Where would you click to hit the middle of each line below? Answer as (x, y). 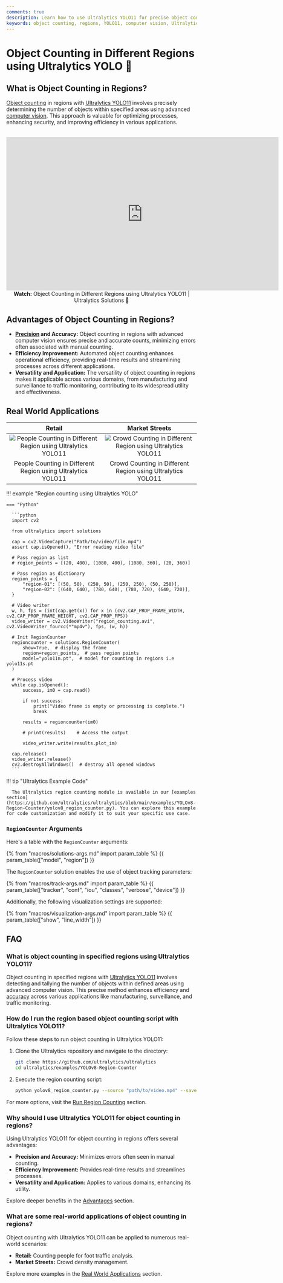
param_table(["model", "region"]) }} (50, 860)
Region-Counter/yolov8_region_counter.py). (62, 808)
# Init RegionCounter (39, 637)
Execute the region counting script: (59, 1079)
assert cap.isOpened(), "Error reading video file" (78, 547)
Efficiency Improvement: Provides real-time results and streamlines (100, 1170)
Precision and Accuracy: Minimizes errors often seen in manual (95, 1157)
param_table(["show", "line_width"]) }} (54, 920)
